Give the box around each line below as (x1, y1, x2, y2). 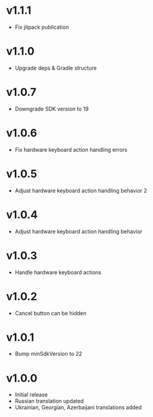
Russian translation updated (14, 397, 84, 405)
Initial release (14, 391, 48, 398)
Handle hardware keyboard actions (14, 268, 102, 276)
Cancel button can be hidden (14, 310, 87, 317)
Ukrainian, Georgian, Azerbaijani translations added (14, 404, 142, 411)
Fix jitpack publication (14, 23, 69, 31)
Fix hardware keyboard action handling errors (14, 146, 127, 153)
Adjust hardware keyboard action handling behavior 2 (14, 187, 148, 194)
